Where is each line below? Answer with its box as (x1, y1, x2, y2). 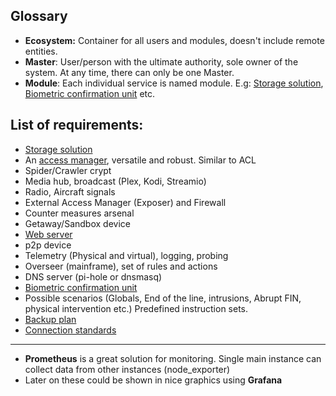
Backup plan (24, 313, 77, 325)
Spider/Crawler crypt (24, 164, 112, 176)
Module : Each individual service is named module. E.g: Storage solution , (24, 77, 324, 89)
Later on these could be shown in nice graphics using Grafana (24, 374, 283, 386)
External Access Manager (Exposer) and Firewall (24, 196, 227, 208)
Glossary (10, 8, 68, 25)
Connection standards (24, 324, 117, 336)
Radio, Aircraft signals (24, 185, 116, 198)
